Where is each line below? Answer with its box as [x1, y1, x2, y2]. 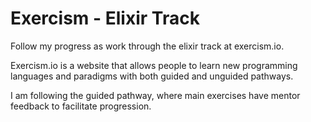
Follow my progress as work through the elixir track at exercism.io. [10, 40, 285, 52]
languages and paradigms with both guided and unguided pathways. [10, 70, 294, 82]
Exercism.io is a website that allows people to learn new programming [10, 59, 298, 71]
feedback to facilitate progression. [10, 100, 152, 112]
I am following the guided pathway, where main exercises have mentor [10, 89, 301, 101]
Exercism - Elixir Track [10, 7, 200, 30]
